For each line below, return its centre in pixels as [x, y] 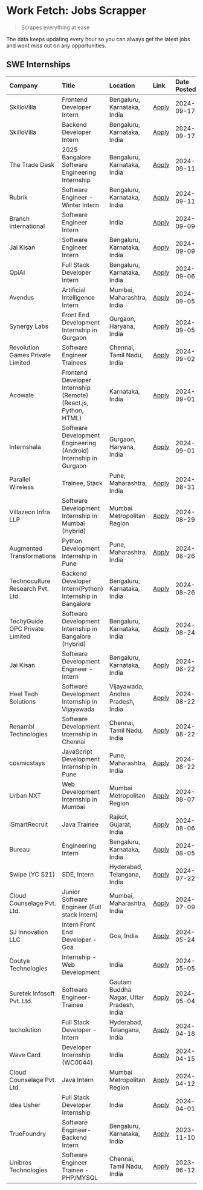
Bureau [20, 849]
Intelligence [79, 297]
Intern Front [79, 924]
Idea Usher [25, 1104]
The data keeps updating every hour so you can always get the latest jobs [98, 39]
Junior [71, 892]
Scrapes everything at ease [55, 27]
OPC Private [27, 628]
